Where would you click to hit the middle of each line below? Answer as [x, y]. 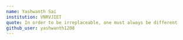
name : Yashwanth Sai [31, 11]
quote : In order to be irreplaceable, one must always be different [92, 22]
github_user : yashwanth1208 [41, 28]
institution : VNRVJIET [34, 17]
